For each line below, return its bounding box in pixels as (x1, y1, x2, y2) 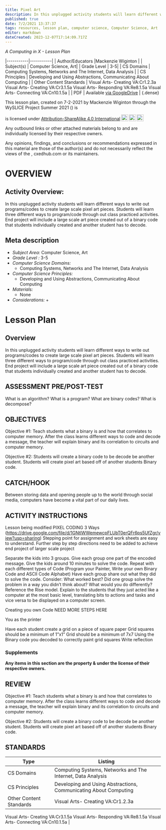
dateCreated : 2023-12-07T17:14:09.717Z (5, 35, 87, 40)
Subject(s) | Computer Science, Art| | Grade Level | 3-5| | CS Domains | (5, 63, 151, 69)
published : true (5, 16, 39, 21)
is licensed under (5, 115, 41, 121)
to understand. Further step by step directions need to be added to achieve (5, 540, 158, 546)
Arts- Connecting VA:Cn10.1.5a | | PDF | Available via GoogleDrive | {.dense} (5, 90, 160, 96)
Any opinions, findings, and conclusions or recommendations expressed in (5, 140, 157, 146)
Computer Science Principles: (12, 271, 73, 277)
